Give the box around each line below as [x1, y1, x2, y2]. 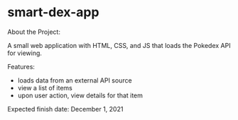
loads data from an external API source [17, 76, 133, 85]
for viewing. [7, 49, 43, 57]
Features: [7, 62, 36, 71]
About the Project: [7, 28, 60, 36]
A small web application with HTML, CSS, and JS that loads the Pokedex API [7, 41, 231, 49]
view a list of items [17, 83, 73, 92]
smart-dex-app [7, 4, 99, 20]
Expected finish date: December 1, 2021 [7, 104, 124, 113]
